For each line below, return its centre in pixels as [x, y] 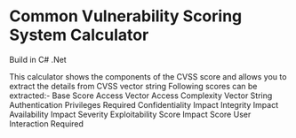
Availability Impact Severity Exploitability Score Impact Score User [130, 114]
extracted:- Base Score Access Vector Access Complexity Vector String [141, 96]
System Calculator [79, 35]
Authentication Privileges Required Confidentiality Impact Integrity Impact [144, 104]
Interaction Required [47, 123]
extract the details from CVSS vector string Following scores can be [133, 86]
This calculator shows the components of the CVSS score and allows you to [148, 76]
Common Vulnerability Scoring [126, 16]
